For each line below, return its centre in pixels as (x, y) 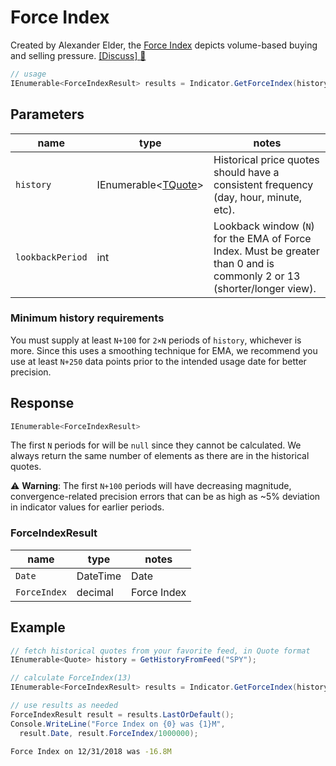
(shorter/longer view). (265, 288)
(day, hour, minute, (258, 197)
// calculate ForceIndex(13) (71, 678)
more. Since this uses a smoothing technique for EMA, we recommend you (164, 350)
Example (38, 627)
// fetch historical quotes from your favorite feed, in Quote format (160, 651)
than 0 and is (244, 263)
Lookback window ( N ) (264, 226)
